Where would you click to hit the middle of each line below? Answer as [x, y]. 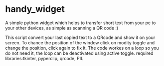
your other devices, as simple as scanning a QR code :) [62, 28]
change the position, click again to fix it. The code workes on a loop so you [82, 48]
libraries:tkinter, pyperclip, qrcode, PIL [44, 58]
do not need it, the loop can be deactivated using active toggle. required [79, 53]
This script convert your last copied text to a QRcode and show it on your [80, 37]
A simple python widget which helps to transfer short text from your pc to [81, 23]
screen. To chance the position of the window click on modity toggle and [80, 42]
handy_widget [35, 9]
